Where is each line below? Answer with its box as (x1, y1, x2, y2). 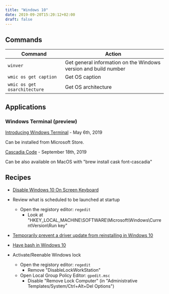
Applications (5, 103, 46, 111)
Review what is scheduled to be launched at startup (12, 197, 120, 203)
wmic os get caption (8, 74, 57, 80)
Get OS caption (65, 74, 102, 81)
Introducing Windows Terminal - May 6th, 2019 (5, 129, 103, 135)
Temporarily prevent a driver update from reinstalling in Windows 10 (12, 232, 153, 238)
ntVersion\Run (27, 222, 57, 228)
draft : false (5, 17, 33, 22)
